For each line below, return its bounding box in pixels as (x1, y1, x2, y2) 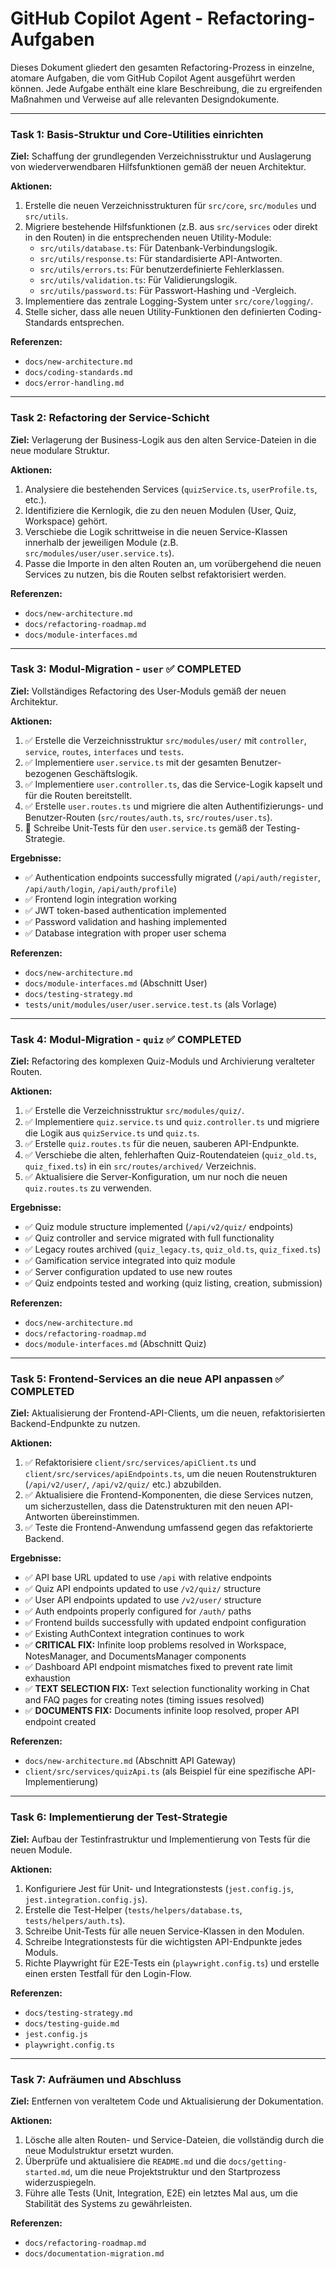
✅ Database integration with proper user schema (24, 927, 227, 939)
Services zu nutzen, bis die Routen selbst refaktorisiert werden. (24, 568, 287, 580)
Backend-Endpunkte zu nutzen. (10, 1418, 141, 1430)
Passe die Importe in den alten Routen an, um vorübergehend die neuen (24, 557, 322, 569)
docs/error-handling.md (24, 378, 125, 389)
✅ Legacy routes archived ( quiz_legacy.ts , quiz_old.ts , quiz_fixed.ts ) (24, 1243, 322, 1256)
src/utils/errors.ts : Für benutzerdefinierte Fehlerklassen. (39, 263, 285, 276)
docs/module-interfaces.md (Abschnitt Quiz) (24, 1338, 207, 1350)
